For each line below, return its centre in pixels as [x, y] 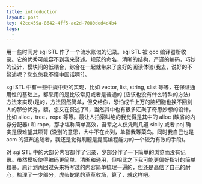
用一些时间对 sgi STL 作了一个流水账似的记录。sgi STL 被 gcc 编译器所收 [96, 52]
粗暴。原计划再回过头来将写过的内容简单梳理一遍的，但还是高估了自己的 [96, 167]
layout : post [23, 17]
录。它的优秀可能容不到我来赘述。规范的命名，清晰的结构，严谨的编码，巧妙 [101, 59]
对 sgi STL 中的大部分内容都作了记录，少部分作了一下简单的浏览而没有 [93, 152]
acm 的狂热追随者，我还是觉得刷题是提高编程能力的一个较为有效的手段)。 [98, 140]
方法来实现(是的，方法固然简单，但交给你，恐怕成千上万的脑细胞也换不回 [97, 102]
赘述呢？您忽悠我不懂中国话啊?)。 [48, 74]
